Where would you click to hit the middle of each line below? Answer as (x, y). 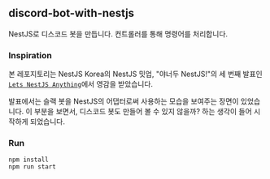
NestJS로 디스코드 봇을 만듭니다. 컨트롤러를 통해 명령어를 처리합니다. (118, 34)
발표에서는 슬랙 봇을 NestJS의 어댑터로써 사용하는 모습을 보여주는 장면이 (124, 101)
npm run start (33, 167)
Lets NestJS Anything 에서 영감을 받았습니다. (81, 84)
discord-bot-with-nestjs (72, 13)
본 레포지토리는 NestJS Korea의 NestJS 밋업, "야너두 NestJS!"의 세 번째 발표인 (135, 74)
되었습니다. (48, 121)
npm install (28, 160)
